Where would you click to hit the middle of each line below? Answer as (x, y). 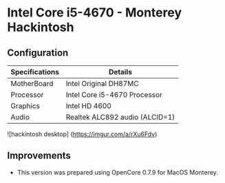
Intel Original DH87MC (102, 84)
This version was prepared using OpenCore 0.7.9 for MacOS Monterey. (117, 172)
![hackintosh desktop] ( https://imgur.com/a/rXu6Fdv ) (82, 134)
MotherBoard (32, 84)
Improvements (39, 156)
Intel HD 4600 (89, 106)
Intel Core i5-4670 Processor (114, 95)
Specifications (35, 72)
